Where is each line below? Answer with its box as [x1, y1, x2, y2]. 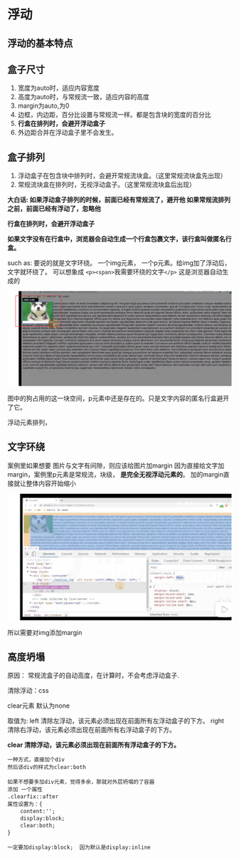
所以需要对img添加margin [7, 628, 83, 636]
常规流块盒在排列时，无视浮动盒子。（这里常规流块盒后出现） [17, 180, 196, 189]
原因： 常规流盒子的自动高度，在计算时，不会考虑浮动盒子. [7, 671, 179, 680]
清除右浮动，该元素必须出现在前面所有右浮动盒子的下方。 [7, 725, 176, 734]
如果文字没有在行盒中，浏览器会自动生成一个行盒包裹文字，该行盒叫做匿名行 [7, 234, 232, 243]
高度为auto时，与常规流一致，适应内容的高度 [17, 93, 149, 101]
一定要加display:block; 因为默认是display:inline [7, 844, 151, 852]
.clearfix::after [7, 793, 59, 800]
